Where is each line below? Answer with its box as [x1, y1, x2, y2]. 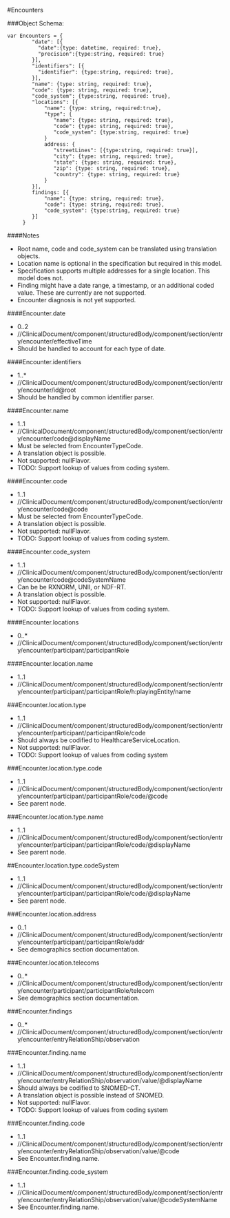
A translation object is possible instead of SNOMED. [17, 1091, 165, 1099]
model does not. [17, 274, 64, 282]
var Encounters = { [7, 32, 63, 39]
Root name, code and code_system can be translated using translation [17, 244, 217, 253]
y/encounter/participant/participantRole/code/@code [17, 792, 169, 800]
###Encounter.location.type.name [7, 812, 104, 821]
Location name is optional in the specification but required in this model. [17, 260, 222, 267]
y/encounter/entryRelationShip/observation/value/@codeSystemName [17, 1196, 218, 1204]
